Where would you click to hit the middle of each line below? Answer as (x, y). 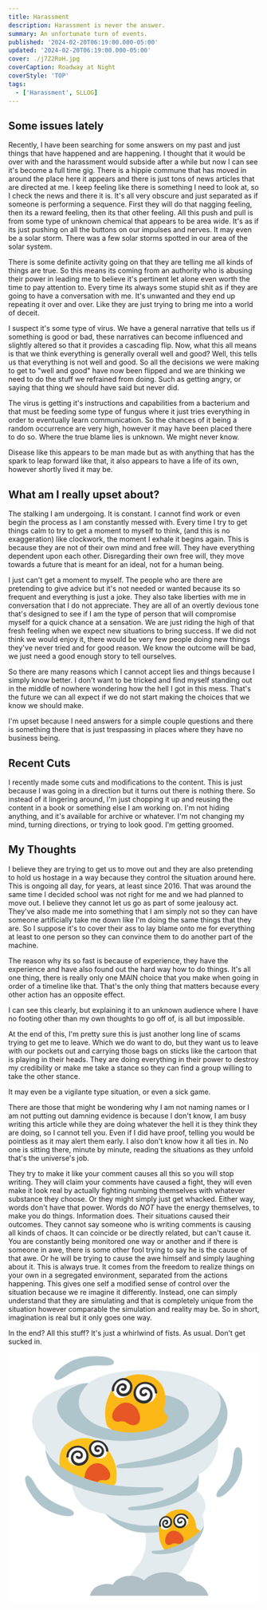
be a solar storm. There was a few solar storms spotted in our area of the (128, 238)
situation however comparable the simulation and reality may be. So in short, (134, 1309)
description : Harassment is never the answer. (87, 25)
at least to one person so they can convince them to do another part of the (131, 936)
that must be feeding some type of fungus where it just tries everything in (129, 411)
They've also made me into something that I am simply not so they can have (133, 911)
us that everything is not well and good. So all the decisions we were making (134, 362)
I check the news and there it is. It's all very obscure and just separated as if (133, 196)
